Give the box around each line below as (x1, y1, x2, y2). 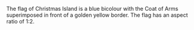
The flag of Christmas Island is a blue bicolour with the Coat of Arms (6, 5, 179, 12)
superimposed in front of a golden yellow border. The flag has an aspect (6, 11, 188, 19)
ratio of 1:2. (6, 18, 35, 25)
